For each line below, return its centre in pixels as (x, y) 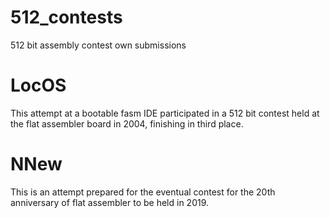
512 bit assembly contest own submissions (98, 45)
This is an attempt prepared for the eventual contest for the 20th (143, 192)
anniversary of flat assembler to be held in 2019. (110, 202)
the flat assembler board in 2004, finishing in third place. (127, 123)
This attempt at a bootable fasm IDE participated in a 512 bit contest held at (165, 113)
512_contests (66, 17)
